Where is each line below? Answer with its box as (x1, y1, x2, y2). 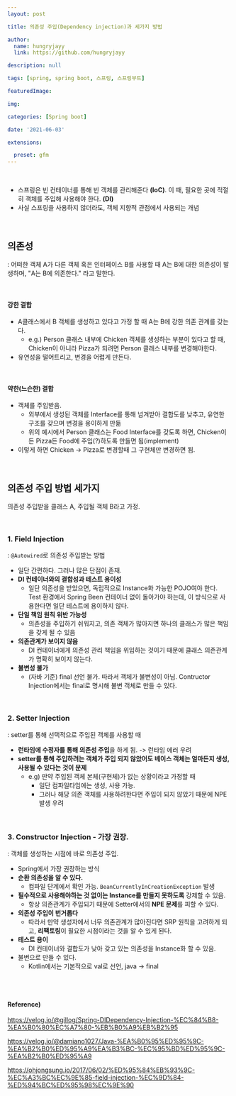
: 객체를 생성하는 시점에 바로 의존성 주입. (7, 849, 119, 858)
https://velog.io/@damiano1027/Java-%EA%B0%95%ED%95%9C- (7, 1037, 204, 1046)
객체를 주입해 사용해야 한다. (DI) (25, 194, 114, 203)
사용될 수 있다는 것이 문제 (17, 763, 87, 772)
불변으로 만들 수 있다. (17, 953, 77, 962)
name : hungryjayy (13, 43, 65, 50)
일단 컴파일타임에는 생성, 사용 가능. (38, 781, 136, 790)
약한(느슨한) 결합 (7, 384, 55, 392)
